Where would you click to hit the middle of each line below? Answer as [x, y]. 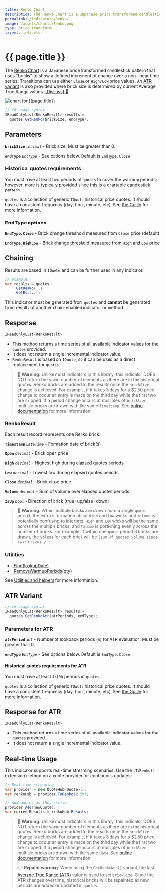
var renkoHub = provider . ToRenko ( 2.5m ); [47, 794]
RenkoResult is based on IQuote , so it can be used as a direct [73, 359]
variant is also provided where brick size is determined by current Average [80, 86]
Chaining [19, 258]
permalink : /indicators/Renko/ [37, 19]
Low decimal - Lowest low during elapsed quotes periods [62, 473]
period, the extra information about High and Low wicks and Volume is [86, 516]
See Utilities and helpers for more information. [52, 580]
